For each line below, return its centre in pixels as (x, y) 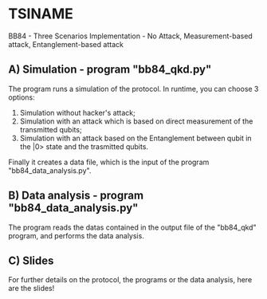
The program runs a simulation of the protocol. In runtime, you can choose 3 (133, 89)
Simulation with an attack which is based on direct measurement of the (136, 121)
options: (22, 97)
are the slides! (31, 289)
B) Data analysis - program (76, 196)
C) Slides (31, 260)
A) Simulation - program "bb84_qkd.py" (110, 70)
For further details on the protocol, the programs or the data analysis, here (130, 280)
